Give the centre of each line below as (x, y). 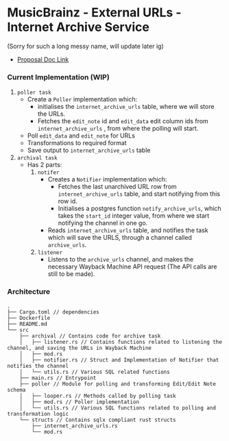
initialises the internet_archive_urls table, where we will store (126, 107)
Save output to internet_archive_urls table (89, 150)
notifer (48, 173)
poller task (34, 93)
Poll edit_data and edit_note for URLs (81, 136)
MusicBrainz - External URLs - (94, 13)
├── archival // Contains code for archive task (90, 336)
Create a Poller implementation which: (82, 99)
